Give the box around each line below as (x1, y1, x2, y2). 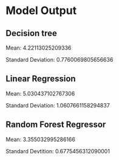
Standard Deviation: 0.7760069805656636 (5, 56, 114, 63)
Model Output (5, 4, 77, 18)
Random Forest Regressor (5, 120, 106, 130)
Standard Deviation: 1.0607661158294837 (5, 101, 110, 109)
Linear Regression (5, 74, 76, 84)
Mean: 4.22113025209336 (5, 44, 72, 51)
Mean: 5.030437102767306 (5, 90, 75, 97)
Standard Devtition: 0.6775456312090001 (5, 147, 110, 155)
